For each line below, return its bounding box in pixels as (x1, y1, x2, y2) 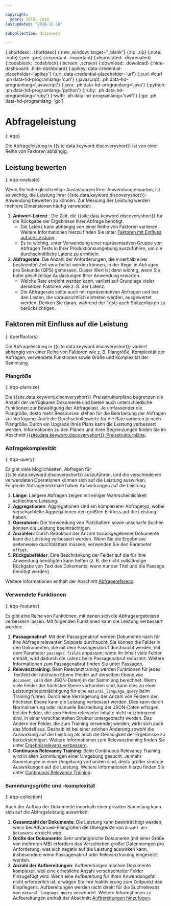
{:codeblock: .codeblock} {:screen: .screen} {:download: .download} (5, 60, 149, 66)
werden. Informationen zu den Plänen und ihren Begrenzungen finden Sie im (5, 426, 166, 433)
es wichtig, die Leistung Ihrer (5, 192, 66, 198)
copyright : (5, 12, 29, 17)
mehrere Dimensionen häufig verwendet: (5, 203, 91, 209)
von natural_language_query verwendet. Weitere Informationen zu (12, 890, 152, 895)
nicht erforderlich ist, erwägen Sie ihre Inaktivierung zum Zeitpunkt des (12, 879, 162, 885)
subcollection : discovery (5, 31, 60, 36)
